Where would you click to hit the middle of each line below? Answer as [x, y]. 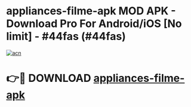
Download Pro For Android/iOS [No [94, 24]
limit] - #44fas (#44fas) [66, 36]
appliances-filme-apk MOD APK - [91, 11]
